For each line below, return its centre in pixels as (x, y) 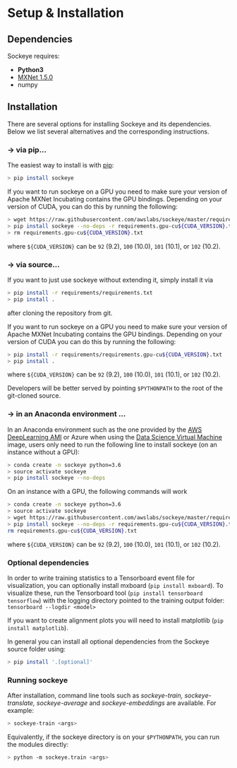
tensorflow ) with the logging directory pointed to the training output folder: (116, 601)
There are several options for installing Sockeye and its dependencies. (109, 124)
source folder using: (36, 649)
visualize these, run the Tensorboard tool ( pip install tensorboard (105, 593)
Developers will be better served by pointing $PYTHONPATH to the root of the (115, 388)
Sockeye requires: (34, 56)
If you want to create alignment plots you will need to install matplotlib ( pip (116, 620)
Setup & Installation (66, 13)
